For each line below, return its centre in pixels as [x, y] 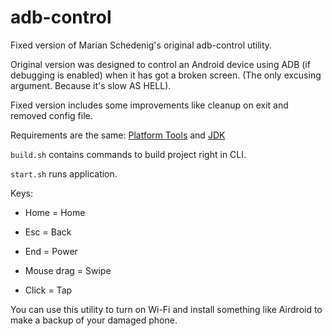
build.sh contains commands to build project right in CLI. [128, 154]
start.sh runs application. [64, 173]
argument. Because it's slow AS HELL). [91, 85]
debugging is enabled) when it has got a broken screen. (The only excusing [166, 75]
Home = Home [55, 212]
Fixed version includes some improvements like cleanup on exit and [149, 105]
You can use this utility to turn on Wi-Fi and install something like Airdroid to [166, 309]
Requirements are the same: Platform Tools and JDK [118, 135]
